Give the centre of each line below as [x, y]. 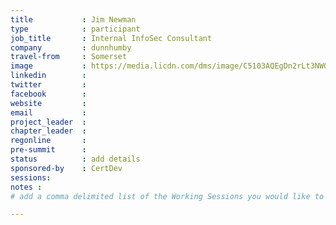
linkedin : [48, 76]
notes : [26, 187]
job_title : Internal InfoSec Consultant [111, 38]
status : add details [75, 159]
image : [48, 66]
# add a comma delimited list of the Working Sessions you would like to [167, 196]
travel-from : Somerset [69, 57]
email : [48, 112]
